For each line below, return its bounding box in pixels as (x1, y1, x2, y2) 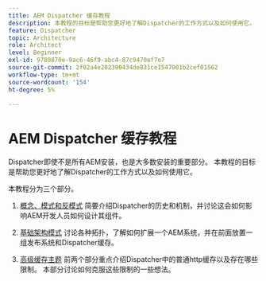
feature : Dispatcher (8, 26, 77, 34)
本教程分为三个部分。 (8, 184, 78, 193)
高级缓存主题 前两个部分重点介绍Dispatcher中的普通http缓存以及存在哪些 (19, 255, 259, 264)
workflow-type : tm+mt (8, 71, 80, 79)
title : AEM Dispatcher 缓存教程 (8, 11, 111, 20)
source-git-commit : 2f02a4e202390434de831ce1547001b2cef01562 (8, 64, 218, 72)
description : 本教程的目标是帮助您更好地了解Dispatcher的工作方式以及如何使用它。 (8, 19, 256, 27)
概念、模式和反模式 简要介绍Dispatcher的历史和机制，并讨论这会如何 (19, 201, 246, 211)
